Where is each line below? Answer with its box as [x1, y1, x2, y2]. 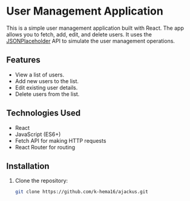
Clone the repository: [15, 177, 68, 185]
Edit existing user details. [15, 84, 78, 91]
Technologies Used [6, 108, 80, 118]
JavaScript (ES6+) [15, 131, 61, 138]
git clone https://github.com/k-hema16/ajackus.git [15, 189, 148, 195]
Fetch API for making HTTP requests [15, 137, 106, 144]
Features [6, 55, 41, 65]
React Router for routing [15, 143, 76, 151]
